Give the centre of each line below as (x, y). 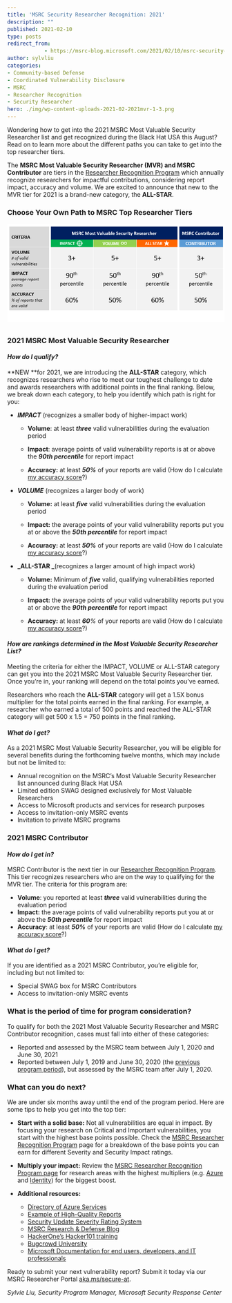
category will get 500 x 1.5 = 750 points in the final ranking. (91, 716)
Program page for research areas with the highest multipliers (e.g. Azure (120, 1173)
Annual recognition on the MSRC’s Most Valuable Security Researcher (116, 776)
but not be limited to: (37, 762)
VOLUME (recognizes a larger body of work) (81, 490)
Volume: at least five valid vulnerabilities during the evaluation (116, 503)
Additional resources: (49, 1194)
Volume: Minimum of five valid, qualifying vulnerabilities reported (121, 579)
